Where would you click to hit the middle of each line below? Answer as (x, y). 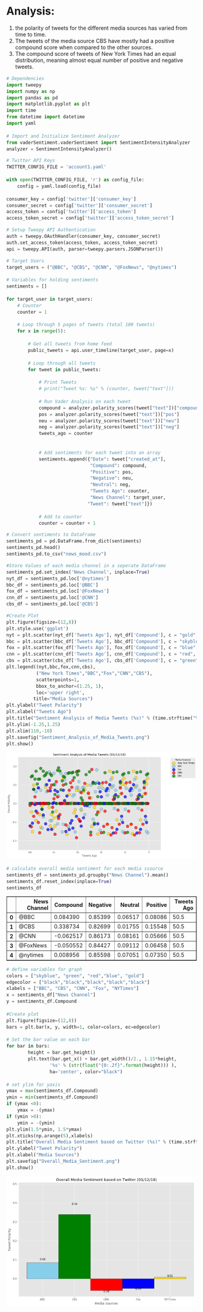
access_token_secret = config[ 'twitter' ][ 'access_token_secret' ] (90, 218)
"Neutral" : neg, (110, 485)
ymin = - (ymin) (36, 1123)
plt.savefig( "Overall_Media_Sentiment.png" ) (63, 1162)
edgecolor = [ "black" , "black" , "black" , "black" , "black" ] (78, 982)
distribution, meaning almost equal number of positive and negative (99, 60)
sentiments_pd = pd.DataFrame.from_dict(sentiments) (74, 541)
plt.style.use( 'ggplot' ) (37, 628)
